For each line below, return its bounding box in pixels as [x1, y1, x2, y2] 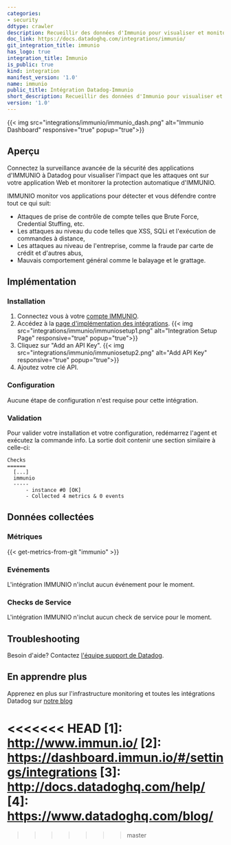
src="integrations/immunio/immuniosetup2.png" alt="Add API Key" [16, 348, 208, 357]
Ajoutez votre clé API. [16, 363, 79, 372]
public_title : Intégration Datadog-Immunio [7, 87, 134, 93]
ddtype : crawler [7, 23, 54, 30]
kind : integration [7, 67, 60, 74]
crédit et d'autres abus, [16, 249, 84, 257]
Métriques [7, 532, 43, 541]
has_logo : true [7, 49, 51, 56]
